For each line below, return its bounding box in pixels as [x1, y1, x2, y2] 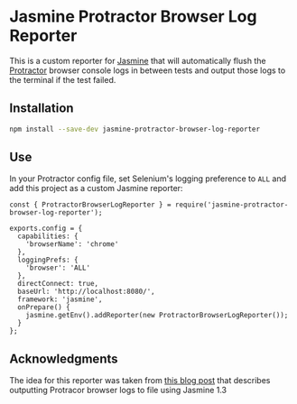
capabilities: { [17, 232, 79, 241]
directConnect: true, [17, 280, 99, 289]
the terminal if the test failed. [9, 74, 116, 85]
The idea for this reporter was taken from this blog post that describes [9, 375, 271, 386]
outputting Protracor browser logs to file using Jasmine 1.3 [9, 385, 227, 396]
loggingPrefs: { [17, 255, 79, 265]
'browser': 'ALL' [25, 263, 91, 272]
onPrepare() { [17, 303, 70, 312]
